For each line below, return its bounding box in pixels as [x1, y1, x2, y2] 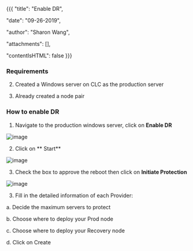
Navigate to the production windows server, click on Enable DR [14, 121, 172, 129]
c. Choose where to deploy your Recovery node [6, 227, 125, 234]
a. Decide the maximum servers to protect [6, 203, 111, 210]
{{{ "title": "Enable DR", [6, 5, 63, 12]
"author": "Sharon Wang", [6, 28, 71, 36]
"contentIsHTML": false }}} [6, 52, 72, 59]
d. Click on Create [6, 238, 51, 246]
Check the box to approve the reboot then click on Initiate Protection [14, 168, 188, 175]
